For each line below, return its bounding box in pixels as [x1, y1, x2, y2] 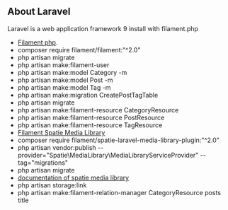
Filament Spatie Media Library [17, 128, 106, 136]
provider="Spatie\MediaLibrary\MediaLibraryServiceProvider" [17, 151, 199, 159]
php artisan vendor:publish [17, 143, 97, 151]
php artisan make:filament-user [17, 60, 110, 69]
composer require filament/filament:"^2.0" [17, 45, 141, 54]
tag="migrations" [17, 158, 69, 167]
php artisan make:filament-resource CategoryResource [17, 105, 179, 114]
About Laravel [7, 6, 71, 18]
